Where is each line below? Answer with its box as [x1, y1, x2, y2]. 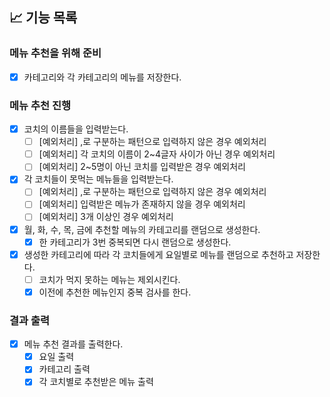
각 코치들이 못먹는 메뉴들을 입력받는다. [23, 173, 174, 185]
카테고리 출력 [38, 363, 91, 375]
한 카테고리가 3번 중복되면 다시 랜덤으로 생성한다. [38, 236, 232, 248]
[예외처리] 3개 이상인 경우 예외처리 [38, 211, 174, 223]
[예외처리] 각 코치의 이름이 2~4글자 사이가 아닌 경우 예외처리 [38, 148, 276, 160]
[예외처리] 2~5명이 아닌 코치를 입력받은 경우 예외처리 [38, 161, 247, 173]
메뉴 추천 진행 [9, 98, 72, 112]
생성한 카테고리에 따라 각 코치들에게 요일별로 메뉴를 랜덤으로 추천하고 [23, 248, 294, 260]
